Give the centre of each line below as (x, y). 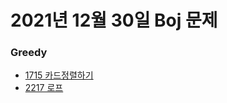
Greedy (29, 53)
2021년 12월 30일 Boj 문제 (114, 20)
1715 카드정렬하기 (59, 75)
